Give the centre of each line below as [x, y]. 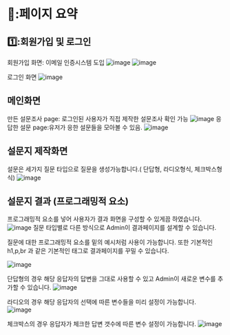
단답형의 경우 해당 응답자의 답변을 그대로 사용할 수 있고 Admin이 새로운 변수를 [112, 279]
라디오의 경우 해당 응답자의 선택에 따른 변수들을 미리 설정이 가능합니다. [102, 302]
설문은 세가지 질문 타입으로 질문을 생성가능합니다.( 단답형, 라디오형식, [100, 169]
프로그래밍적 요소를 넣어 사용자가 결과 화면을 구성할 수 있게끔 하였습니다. [104, 219]
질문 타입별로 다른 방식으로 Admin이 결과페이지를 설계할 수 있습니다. [125, 228]
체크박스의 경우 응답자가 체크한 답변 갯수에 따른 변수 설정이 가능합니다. [102, 324]
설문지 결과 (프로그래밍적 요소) [68, 201]
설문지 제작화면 [38, 151]
